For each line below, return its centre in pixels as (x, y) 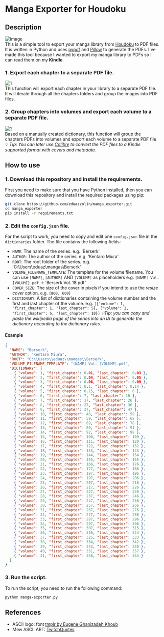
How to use (23, 165)
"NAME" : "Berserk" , (29, 350)
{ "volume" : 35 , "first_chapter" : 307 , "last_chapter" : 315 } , (80, 528)
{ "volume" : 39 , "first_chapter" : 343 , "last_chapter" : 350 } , (80, 547)
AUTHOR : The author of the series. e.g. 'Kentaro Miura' (65, 257)
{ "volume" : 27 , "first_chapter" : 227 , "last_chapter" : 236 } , (80, 492)
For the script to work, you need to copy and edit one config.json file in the (81, 236)
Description (23, 27)
